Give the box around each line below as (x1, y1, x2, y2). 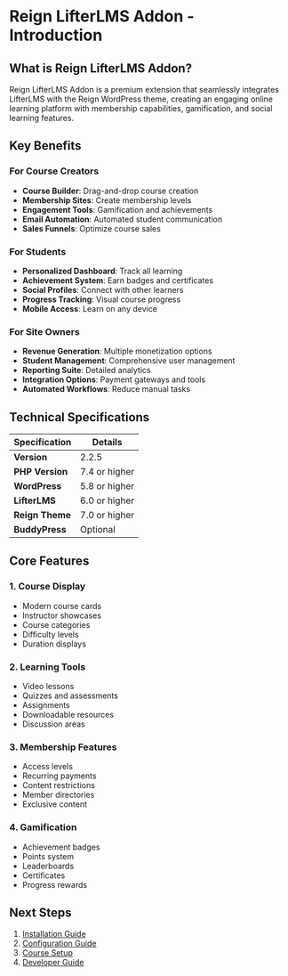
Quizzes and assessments (21, 690, 118, 701)
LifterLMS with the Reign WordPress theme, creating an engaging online (9, 94, 274, 104)
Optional (79, 524, 116, 536)
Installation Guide (21, 929, 86, 939)
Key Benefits (9, 138, 82, 153)
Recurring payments (21, 770, 97, 781)
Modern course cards (21, 600, 102, 611)
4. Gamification (9, 821, 77, 834)
